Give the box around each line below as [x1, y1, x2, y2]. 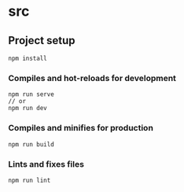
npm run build [8, 140, 55, 148]
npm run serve [8, 90, 55, 98]
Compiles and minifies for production [8, 123, 153, 134]
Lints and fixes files [8, 158, 85, 169]
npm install [8, 54, 47, 62]
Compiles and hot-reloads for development [8, 72, 177, 83]
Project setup [8, 34, 76, 47]
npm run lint [8, 176, 51, 184]
